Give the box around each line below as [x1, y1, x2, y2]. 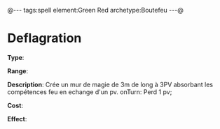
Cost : [7, 101, 23, 109]
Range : [7, 66, 29, 75]
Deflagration [7, 31, 82, 46]
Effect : [7, 114, 27, 123]
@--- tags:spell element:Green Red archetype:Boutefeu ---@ [7, 6, 184, 14]
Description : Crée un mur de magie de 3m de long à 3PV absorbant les [7, 80, 214, 89]
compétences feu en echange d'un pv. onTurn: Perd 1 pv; [7, 87, 172, 96]
